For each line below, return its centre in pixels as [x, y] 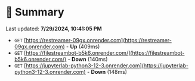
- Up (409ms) [83, 46]
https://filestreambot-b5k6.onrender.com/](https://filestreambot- [105, 52]
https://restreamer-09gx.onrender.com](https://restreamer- [99, 40]
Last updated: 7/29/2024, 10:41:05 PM [54, 29]
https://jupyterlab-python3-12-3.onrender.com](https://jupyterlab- [107, 66]
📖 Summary [35, 12]
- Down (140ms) [88, 59]
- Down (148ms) [107, 71]
